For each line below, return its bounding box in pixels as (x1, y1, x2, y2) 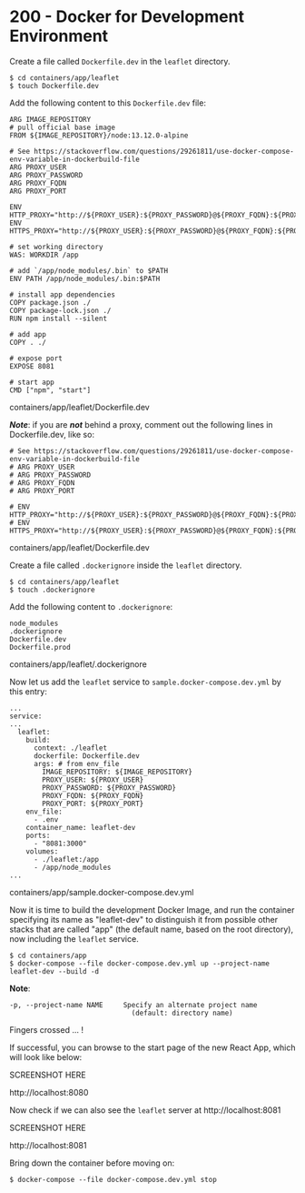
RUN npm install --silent (9, 314, 107, 323)
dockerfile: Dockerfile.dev (33, 751, 141, 761)
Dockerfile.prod (9, 642, 71, 652)
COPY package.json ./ (9, 298, 92, 307)
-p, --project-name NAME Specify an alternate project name (9, 1000, 258, 1009)
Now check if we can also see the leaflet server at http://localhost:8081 (9, 1104, 281, 1116)
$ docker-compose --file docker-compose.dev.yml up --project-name (9, 958, 271, 968)
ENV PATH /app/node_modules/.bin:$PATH (9, 274, 161, 283)
